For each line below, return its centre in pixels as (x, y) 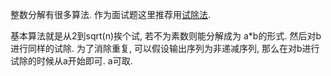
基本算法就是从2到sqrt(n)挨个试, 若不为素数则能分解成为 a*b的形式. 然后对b (166, 36)
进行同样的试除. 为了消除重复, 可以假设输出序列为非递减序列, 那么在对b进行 (165, 48)
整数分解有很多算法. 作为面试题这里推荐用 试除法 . (111, 14)
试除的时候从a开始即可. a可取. (71, 61)
